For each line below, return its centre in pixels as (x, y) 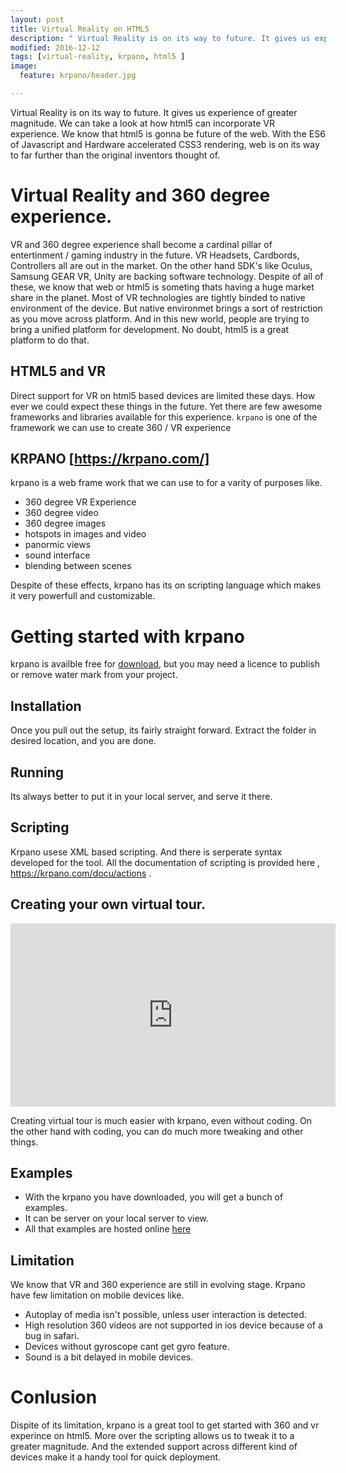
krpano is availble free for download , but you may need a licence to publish (165, 664)
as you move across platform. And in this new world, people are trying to (160, 318)
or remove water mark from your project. (94, 675)
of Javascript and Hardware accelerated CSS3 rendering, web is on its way (165, 144)
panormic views (58, 545)
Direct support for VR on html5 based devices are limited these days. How (163, 395)
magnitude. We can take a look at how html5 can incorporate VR (142, 123)
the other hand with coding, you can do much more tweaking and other (157, 1131)
